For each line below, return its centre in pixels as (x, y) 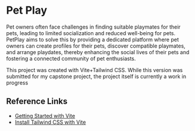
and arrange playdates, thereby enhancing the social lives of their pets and (98, 52)
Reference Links (37, 102)
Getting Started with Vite (45, 116)
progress (17, 82)
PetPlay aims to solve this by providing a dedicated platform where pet (93, 39)
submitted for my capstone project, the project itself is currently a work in (96, 76)
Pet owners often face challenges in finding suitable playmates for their (93, 27)
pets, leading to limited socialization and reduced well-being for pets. (91, 33)
